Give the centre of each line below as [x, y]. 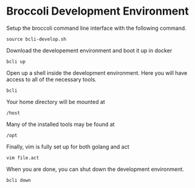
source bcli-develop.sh [36, 39]
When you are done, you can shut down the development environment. [95, 169]
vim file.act [23, 158]
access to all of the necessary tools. [52, 79]
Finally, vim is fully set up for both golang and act [68, 147]
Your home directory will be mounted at [56, 102]
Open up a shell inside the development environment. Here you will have [97, 73]
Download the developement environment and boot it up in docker [89, 50]
